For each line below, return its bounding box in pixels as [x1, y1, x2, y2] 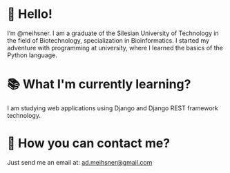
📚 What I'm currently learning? [7, 77, 191, 92]
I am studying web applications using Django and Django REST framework [7, 103, 219, 112]
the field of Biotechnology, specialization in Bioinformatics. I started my [7, 36, 209, 44]
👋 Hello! [7, 6, 53, 22]
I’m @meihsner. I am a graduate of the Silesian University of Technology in [7, 29, 219, 37]
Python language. [7, 51, 57, 59]
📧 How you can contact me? [7, 136, 171, 151]
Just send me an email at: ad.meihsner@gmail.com [7, 158, 153, 166]
